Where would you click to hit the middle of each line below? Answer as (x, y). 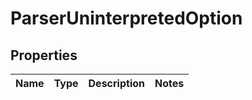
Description (116, 83)
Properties (44, 55)
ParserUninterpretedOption (126, 18)
